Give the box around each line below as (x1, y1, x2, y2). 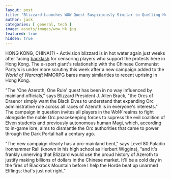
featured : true (5, 31, 38, 36)
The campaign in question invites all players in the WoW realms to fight (5, 108, 154, 115)
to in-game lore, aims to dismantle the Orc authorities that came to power (5, 125, 159, 131)
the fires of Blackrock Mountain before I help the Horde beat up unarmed (5, 162, 158, 168)
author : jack (5, 17, 33, 22)
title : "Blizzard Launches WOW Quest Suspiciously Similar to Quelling (5, 12, 160, 17)
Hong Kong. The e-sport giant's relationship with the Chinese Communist (5, 61, 159, 67)
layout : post (5, 7, 33, 13)
